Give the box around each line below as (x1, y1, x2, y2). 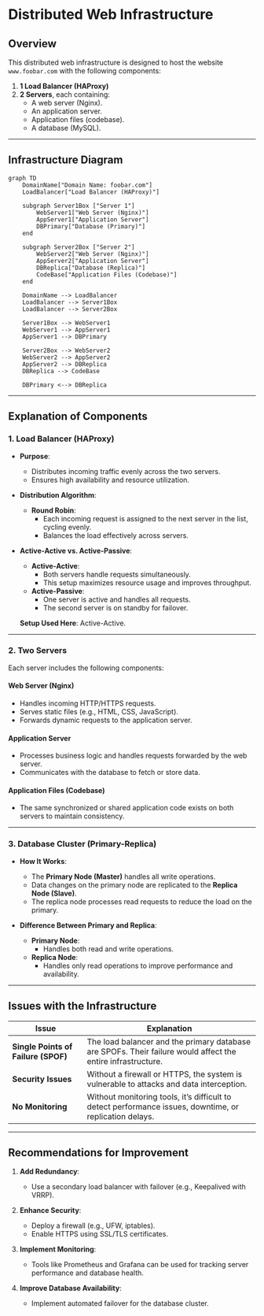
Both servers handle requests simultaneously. (42, 569, 191, 579)
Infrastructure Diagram (8, 154, 123, 167)
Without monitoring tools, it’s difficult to (86, 1091, 232, 1102)
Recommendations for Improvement (8, 1146, 189, 1159)
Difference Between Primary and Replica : (19, 920, 157, 930)
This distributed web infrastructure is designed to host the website (8, 57, 224, 67)
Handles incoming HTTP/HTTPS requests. (19, 699, 156, 708)
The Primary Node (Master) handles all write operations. (31, 872, 216, 881)
